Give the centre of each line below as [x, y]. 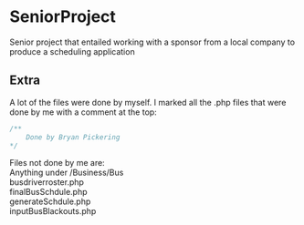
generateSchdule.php [50, 201]
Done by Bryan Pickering [73, 137]
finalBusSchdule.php [49, 192]
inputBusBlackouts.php [53, 211]
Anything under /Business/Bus [67, 173]
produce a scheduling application [72, 51]
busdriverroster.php [47, 182]
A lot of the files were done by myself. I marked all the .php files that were [148, 102]
